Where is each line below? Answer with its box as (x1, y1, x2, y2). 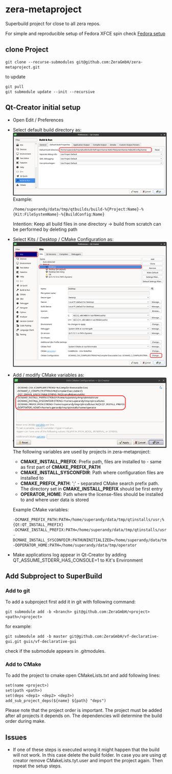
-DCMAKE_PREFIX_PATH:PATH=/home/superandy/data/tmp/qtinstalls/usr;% (12, 517, 165, 522)
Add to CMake (5, 661, 41, 668)
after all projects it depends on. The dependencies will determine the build (5, 713, 162, 719)
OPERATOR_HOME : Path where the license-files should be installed (20, 491, 164, 497)
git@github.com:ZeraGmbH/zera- (76, 59, 143, 64)
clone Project (5, 45, 49, 54)
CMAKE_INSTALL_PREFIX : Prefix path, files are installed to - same (20, 458, 162, 464)
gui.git (5, 639, 22, 644)
